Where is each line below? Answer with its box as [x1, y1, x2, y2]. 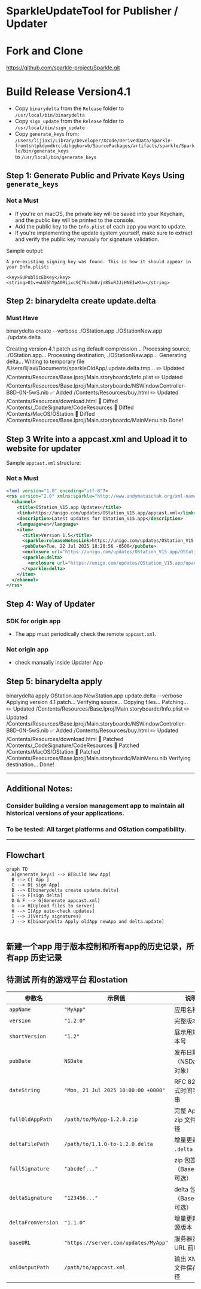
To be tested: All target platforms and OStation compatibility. [6, 825, 187, 834]
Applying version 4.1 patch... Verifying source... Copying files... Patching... [6, 699, 188, 706]
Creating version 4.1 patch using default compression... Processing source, [6, 345, 191, 352]
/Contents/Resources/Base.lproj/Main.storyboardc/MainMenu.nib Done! [6, 417, 184, 424]
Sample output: [6, 247, 44, 254]
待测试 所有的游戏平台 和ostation [6, 975, 128, 985]
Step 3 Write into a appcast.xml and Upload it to [6, 434, 188, 444]
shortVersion [9, 1033, 47, 1040]
